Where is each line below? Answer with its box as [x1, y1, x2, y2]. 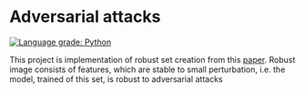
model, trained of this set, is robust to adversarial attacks [9, 73, 223, 84]
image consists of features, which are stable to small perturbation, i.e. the [9, 64, 286, 75]
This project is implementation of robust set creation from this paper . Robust [9, 54, 296, 65]
